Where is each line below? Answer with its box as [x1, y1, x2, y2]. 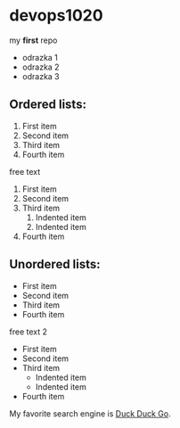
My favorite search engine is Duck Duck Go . [9, 407, 171, 419]
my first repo [9, 35, 58, 45]
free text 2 [9, 326, 47, 337]
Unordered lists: [9, 257, 101, 272]
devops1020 [9, 5, 104, 26]
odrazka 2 [21, 62, 60, 72]
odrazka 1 [21, 52, 58, 62]
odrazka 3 [21, 70, 60, 81]
